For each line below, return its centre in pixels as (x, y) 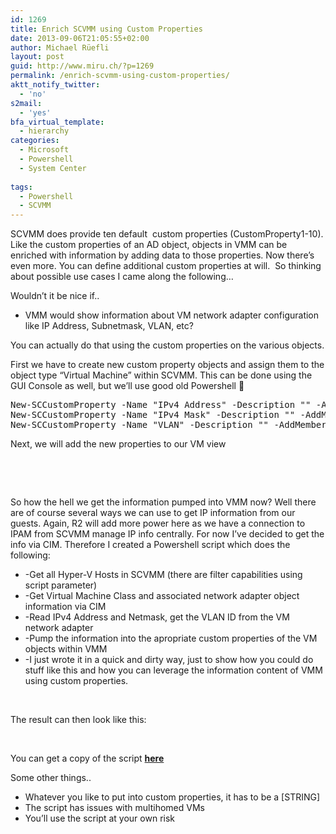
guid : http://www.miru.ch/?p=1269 (82, 66)
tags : (21, 187)
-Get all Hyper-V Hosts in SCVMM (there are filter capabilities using (163, 575)
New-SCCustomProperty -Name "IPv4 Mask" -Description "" (153, 415)
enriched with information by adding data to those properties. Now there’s (162, 255)
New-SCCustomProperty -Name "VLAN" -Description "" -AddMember (168, 425)
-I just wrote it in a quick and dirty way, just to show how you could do (169, 660)
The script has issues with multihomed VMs (114, 808)
